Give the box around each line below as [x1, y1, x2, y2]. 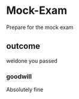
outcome [6, 41, 41, 51]
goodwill [6, 72, 32, 80]
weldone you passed [6, 57, 58, 64]
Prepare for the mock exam [6, 24, 74, 31]
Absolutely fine [6, 86, 44, 94]
